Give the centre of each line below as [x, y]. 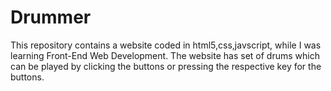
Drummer [51, 17]
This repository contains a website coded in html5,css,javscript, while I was [166, 45]
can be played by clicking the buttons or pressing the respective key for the [166, 66]
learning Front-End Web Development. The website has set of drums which [165, 55]
